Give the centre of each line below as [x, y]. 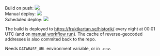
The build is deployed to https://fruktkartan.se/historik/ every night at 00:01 [80, 29]
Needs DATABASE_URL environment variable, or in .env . [58, 49]
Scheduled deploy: [24, 20]
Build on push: [19, 8]
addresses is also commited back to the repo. [50, 39]
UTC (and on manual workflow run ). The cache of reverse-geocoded [74, 34]
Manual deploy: [20, 14]
